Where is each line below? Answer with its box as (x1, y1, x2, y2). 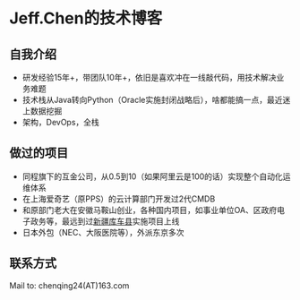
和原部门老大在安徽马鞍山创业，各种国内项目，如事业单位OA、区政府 (21, 204, 278, 215)
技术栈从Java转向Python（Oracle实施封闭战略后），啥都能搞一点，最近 (21, 95, 284, 105)
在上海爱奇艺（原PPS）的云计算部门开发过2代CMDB (21, 193, 216, 204)
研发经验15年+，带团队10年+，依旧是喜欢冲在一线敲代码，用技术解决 (21, 73, 277, 82)
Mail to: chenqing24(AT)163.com (9, 279, 130, 291)
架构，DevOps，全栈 (21, 117, 100, 127)
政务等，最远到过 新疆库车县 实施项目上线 (30, 216, 180, 227)
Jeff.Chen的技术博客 (9, 8, 163, 29)
